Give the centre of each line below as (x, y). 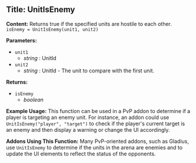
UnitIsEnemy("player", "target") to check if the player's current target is (96, 124)
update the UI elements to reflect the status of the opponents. (81, 154)
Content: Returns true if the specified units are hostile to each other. (89, 24)
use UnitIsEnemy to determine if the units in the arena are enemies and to (94, 147)
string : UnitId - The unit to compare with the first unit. (89, 71)
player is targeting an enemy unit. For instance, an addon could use (88, 117)
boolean (34, 99)
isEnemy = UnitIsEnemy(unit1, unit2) (52, 29)
